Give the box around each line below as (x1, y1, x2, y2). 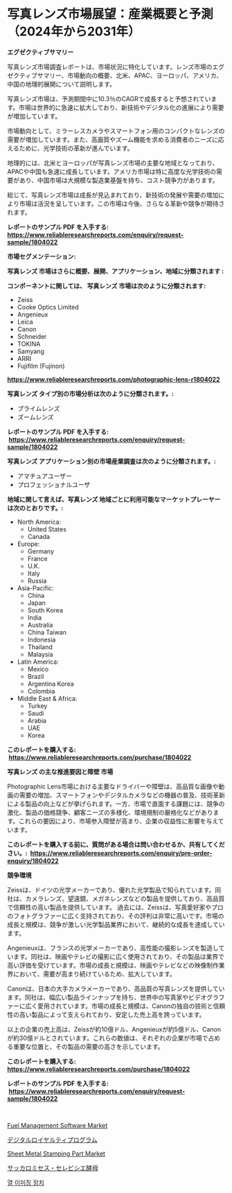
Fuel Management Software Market (7, 1121, 108, 1129)
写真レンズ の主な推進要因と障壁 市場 (7, 767, 114, 776)
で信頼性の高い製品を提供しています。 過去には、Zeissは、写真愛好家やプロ (7, 903, 224, 911)
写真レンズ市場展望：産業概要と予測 (7, 6, 213, 22)
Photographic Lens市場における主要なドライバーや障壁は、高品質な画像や (7, 782, 219, 790)
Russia (27, 576, 47, 585)
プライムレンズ (17, 404, 60, 412)
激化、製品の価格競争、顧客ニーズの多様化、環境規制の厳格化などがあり (7, 808, 213, 816)
